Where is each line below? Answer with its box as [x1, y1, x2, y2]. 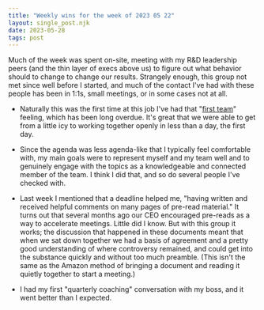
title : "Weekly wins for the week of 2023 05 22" [8, 11, 175, 20]
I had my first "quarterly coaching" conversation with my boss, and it [19, 285, 244, 294]
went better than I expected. [19, 293, 112, 303]
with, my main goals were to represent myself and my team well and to [19, 153, 251, 163]
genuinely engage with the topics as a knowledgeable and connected [19, 161, 247, 171]
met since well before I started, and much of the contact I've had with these [8, 81, 255, 90]
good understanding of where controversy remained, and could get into [19, 244, 254, 254]
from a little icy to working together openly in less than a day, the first [19, 121, 246, 130]
